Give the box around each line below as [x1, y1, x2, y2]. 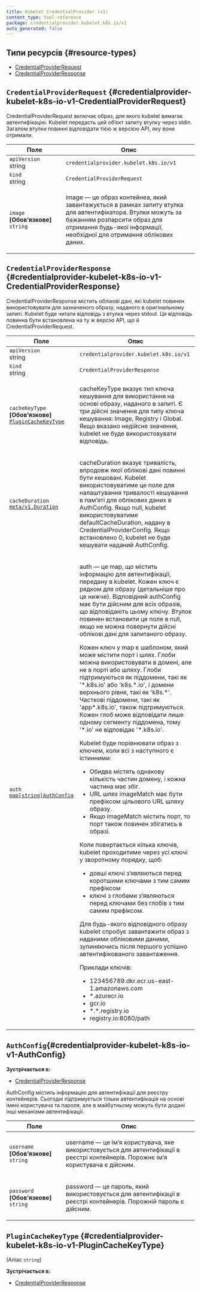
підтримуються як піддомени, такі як [79, 673, 187, 681]
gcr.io [89, 999, 106, 1007]
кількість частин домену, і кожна [89, 775, 186, 783]
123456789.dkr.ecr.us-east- [89, 976, 175, 985]
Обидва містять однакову [89, 767, 165, 775]
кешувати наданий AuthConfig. [79, 541, 169, 549]
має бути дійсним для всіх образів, [79, 599, 182, 608]
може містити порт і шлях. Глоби [79, 650, 175, 659]
